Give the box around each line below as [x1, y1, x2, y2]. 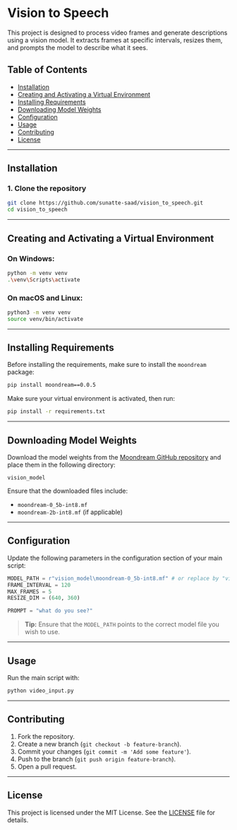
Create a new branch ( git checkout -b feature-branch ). [17, 740, 182, 748]
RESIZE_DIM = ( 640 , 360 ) [7, 595, 80, 602]
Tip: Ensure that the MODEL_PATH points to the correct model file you [24, 620, 220, 629]
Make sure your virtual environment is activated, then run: [7, 394, 175, 403]
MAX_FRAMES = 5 [7, 588, 52, 595]
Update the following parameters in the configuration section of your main [7, 554, 223, 562]
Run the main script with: [7, 674, 80, 682]
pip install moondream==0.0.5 [7, 382, 97, 389]
